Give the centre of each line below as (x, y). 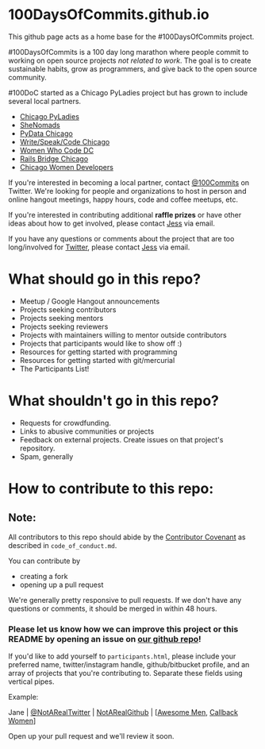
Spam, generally (46, 456)
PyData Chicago (46, 133)
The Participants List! (54, 369)
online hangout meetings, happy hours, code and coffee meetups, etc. (123, 199)
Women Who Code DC (56, 150)
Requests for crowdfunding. (65, 423)
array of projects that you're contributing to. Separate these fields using (126, 674)
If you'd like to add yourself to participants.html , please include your (122, 656)
